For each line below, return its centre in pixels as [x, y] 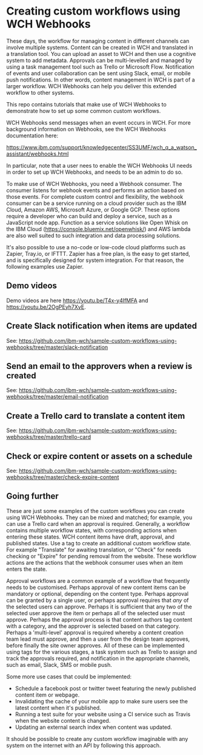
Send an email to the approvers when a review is [99, 366]
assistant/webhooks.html [38, 154]
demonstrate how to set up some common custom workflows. [84, 111]
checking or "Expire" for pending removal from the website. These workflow [101, 556]
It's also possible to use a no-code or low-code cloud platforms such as [96, 247]
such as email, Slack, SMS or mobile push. [59, 664]
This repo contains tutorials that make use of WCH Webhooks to [86, 104]
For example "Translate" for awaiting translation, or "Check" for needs [94, 550]
